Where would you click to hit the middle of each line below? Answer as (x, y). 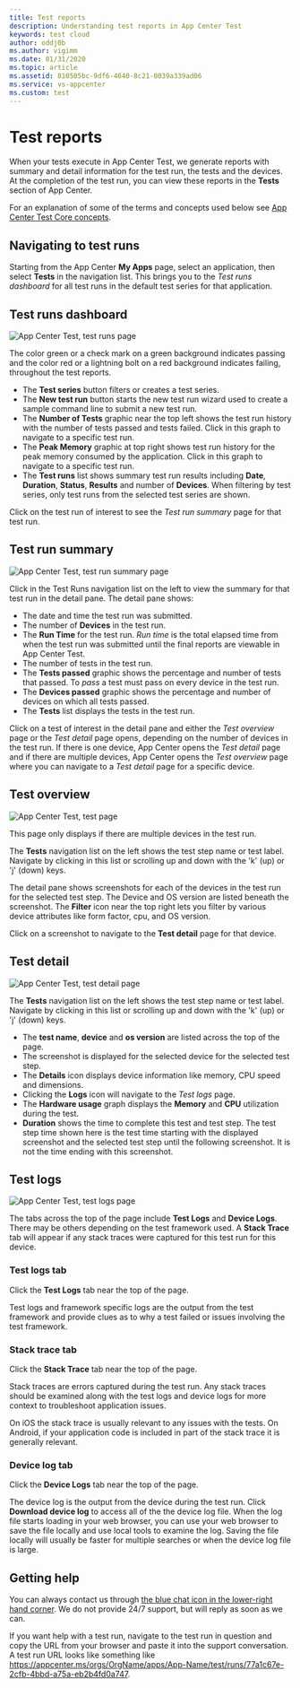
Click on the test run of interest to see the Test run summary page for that (146, 512)
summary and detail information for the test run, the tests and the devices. (146, 171)
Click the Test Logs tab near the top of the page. (99, 1290)
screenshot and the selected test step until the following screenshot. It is (156, 1142)
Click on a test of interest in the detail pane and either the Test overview (142, 728)
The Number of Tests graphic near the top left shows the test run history (157, 419)
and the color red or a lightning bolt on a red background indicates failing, (145, 363)
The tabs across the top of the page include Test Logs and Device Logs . (143, 1218)
